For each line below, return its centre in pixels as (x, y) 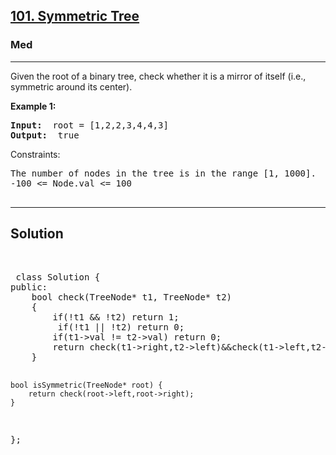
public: (29, 287)
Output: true (45, 135)
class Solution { (58, 277)
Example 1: (33, 106)
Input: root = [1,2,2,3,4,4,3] (89, 125)
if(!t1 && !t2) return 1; (116, 317)
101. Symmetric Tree (75, 16)
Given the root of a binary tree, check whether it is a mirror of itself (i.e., (158, 76)
